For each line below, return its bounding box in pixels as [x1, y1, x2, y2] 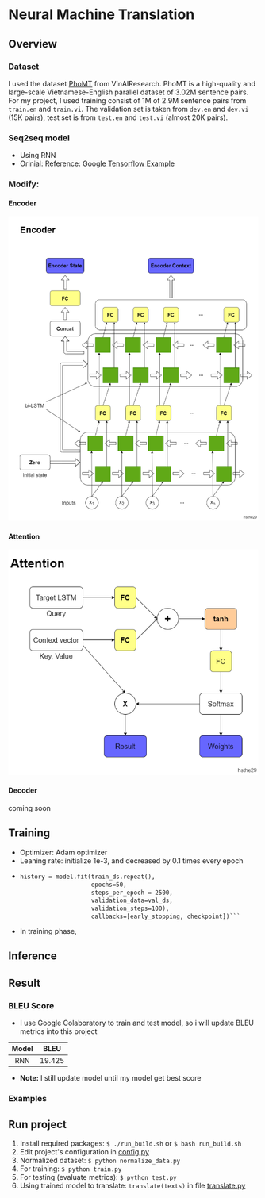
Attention [8, 532, 40, 541]
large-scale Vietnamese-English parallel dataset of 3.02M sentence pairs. [8, 87, 249, 97]
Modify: [8, 179, 40, 190]
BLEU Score [8, 1000, 55, 1011]
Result [8, 976, 41, 989]
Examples [8, 1093, 48, 1104]
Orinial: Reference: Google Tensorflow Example [19, 159, 175, 168]
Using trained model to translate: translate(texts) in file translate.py [19, 1181, 246, 1190]
